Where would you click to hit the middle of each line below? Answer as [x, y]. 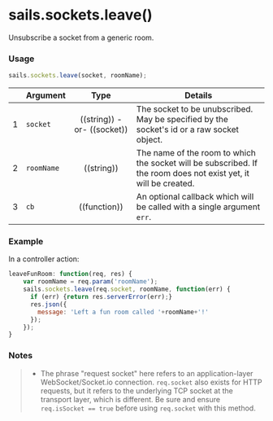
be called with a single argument [198, 207]
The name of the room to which [196, 153]
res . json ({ [48, 304]
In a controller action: [44, 259]
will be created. [165, 183]
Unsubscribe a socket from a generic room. [81, 37]
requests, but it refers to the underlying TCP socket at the [136, 390]
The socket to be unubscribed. [195, 109]
